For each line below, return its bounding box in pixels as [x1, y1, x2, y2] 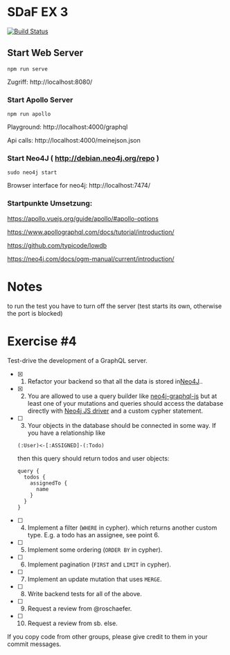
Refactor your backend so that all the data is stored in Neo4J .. [27, 377, 203, 385]
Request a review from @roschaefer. [27, 604, 132, 613]
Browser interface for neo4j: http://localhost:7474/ [7, 181, 151, 190]
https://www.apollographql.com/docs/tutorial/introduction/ [7, 228, 175, 236]
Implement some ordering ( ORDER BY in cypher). [27, 545, 163, 554]
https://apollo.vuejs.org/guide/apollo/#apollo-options [7, 214, 159, 222]
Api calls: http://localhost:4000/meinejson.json [7, 136, 141, 145]
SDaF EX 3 [7, 4, 69, 20]
